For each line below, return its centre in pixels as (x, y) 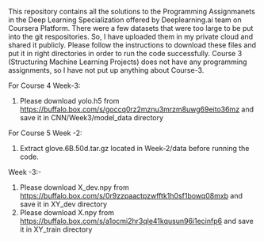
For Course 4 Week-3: (44, 85)
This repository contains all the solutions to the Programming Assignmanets (132, 11)
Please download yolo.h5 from (69, 101)
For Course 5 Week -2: (45, 133)
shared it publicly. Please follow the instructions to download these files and (132, 45)
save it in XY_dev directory (63, 204)
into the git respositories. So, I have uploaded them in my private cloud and (131, 36)
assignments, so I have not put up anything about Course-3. (106, 70)
